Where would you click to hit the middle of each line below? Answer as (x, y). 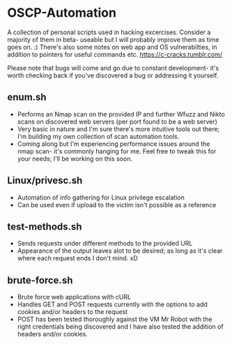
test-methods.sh (45, 226)
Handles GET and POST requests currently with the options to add (112, 304)
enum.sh (27, 97)
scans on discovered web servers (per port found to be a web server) (117, 121)
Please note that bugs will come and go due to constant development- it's (113, 68)
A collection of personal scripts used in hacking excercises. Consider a (109, 32)
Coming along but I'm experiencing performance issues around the (114, 144)
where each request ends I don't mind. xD (77, 258)
